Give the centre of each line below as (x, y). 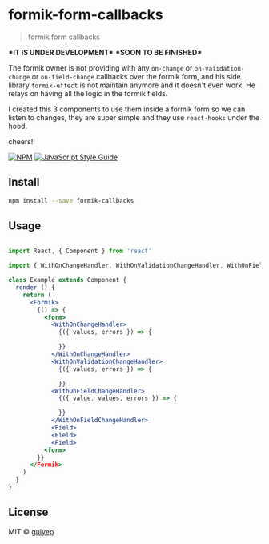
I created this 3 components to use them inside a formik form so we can (127, 109)
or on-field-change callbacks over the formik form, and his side (137, 76)
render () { (36, 288)
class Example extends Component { (68, 280)
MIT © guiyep (31, 531)
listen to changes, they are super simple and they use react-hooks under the (134, 117)
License (28, 512)
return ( (37, 295)
